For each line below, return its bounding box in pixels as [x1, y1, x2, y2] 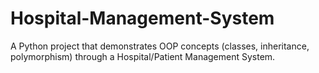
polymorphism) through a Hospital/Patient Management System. [10, 50, 276, 62]
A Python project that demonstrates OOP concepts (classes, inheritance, [10, 40, 310, 52]
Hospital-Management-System [10, 7, 275, 30]
